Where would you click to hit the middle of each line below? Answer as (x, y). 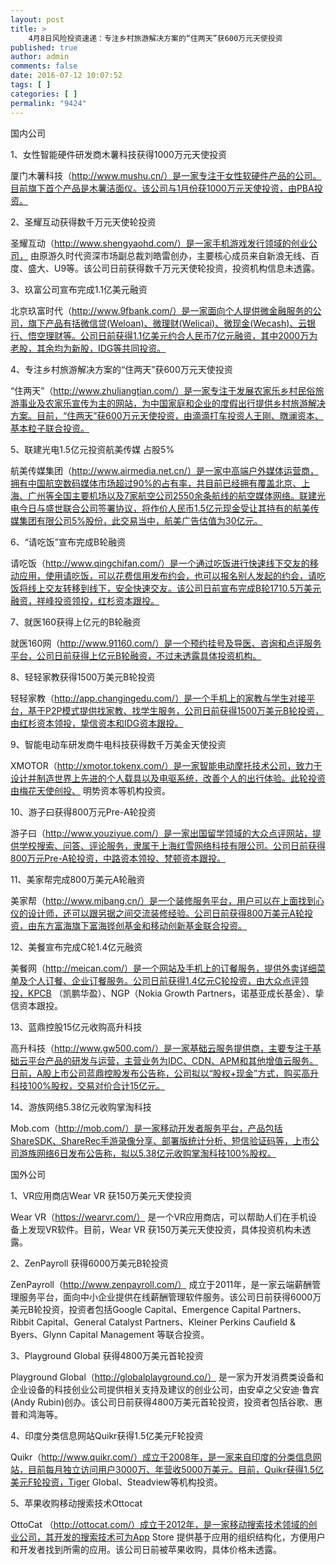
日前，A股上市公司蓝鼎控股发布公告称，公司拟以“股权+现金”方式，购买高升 (165, 1073)
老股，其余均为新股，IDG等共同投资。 (88, 348)
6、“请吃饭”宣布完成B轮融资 (68, 542)
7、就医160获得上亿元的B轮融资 (76, 622)
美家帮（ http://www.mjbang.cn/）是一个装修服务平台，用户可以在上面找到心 (167, 900)
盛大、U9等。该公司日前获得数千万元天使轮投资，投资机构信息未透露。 (174, 268)
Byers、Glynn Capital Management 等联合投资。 (110, 1334)
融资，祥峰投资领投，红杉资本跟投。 (85, 600)
